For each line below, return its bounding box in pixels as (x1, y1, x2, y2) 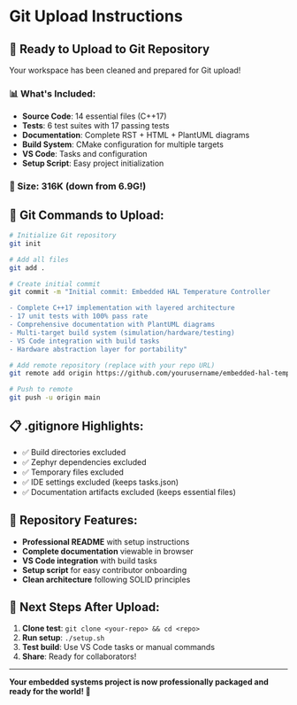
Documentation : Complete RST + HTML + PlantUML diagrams (21, 130, 250, 141)
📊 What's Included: (9, 87, 96, 99)
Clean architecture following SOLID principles (21, 574, 191, 585)
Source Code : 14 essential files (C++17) (21, 111, 167, 121)
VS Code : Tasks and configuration (21, 149, 148, 159)
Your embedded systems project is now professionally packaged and (9, 677, 269, 687)
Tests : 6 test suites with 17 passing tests (21, 120, 170, 131)
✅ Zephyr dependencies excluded (21, 456, 148, 467)
